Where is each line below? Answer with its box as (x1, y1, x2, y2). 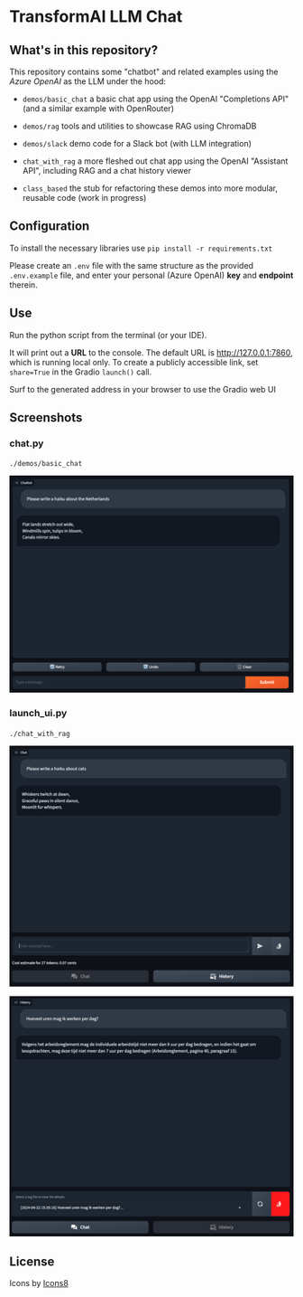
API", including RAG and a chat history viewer (22, 166, 192, 175)
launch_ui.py (9, 707, 68, 720)
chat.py (9, 437, 44, 450)
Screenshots (9, 410, 83, 426)
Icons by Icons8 (9, 1278, 69, 1289)
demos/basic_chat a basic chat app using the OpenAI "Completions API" (22, 93, 289, 104)
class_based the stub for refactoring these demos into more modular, (22, 183, 278, 194)
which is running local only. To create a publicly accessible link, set (9, 356, 259, 367)
